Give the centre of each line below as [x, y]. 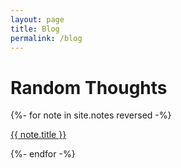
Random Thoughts [89, 87]
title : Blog [35, 29]
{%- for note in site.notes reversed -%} [91, 115]
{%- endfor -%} [43, 154]
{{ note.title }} [38, 135]
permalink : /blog [46, 38]
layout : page [37, 19]
